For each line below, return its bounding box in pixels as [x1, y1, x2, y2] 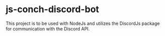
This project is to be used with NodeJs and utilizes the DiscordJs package [6, 20, 160, 26]
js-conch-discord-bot [6, 4, 99, 15]
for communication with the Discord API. [6, 25, 90, 31]
